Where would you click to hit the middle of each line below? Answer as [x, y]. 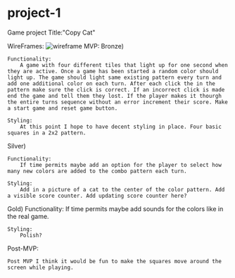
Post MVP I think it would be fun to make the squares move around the [114, 261]
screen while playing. [40, 267]
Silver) [17, 146]
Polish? [31, 235]
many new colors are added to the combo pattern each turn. [97, 171]
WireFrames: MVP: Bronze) [66, 46]
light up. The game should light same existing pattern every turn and [114, 77]
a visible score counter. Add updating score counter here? [97, 196]
